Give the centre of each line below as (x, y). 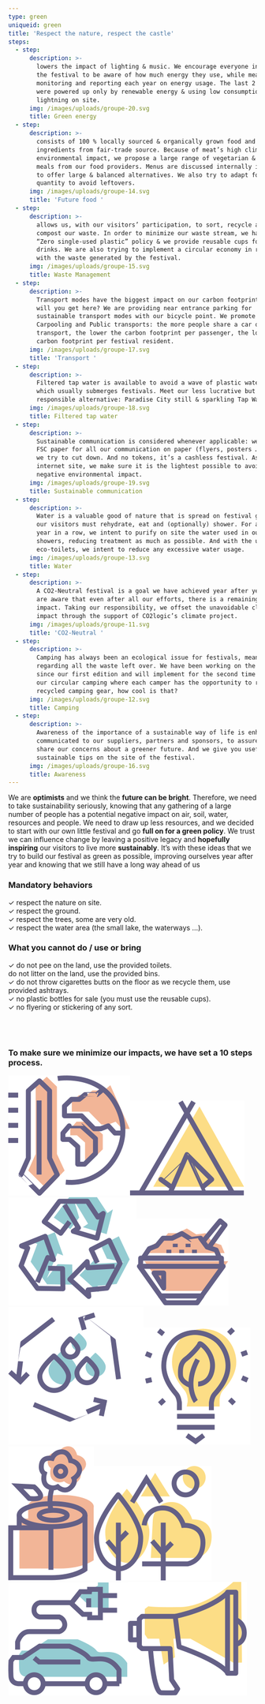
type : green (28, 17)
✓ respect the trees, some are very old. (72, 919)
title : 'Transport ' (63, 358)
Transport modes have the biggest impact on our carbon (130, 300)
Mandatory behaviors (50, 886)
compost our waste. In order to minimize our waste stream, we (142, 233)
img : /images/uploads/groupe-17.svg (89, 350)
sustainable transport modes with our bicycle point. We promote (146, 316)
